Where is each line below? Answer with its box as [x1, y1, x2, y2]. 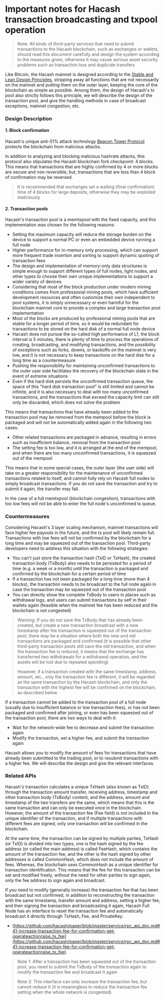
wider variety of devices [12, 279, 62, 285]
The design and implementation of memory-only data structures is [12, 263, 147, 269]
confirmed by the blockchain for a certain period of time [12, 571, 127, 577]
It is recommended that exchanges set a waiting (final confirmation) [17, 184, 155, 190]
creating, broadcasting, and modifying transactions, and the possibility [12, 342, 156, 348]
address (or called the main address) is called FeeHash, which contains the [5, 846, 158, 852]
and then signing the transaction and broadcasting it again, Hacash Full [5, 903, 150, 909]
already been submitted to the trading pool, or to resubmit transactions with [5, 755, 159, 761]
